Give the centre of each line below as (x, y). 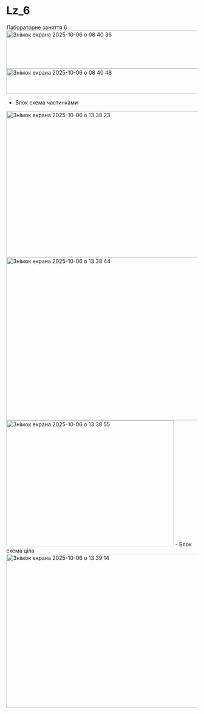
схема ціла (20, 551)
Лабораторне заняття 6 (37, 27)
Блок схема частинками (46, 102)
